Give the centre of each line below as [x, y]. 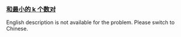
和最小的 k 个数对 [31, 9]
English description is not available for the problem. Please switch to [90, 22]
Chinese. [17, 29]
